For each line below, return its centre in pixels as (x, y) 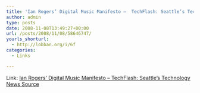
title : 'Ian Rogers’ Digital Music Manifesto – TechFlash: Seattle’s (96, 12)
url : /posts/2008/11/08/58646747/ (49, 34)
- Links (21, 56)
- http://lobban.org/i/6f (44, 45)
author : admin (24, 17)
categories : (21, 50)
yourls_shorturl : (28, 39)
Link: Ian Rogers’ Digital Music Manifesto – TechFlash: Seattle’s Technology (98, 78)
